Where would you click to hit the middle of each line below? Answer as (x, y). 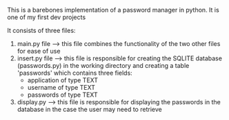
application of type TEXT (63, 80)
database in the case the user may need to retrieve (89, 109)
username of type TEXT (61, 87)
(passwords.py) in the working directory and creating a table (103, 65)
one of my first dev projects (47, 17)
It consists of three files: (41, 31)
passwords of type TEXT (62, 95)
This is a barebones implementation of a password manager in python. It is (113, 10)
